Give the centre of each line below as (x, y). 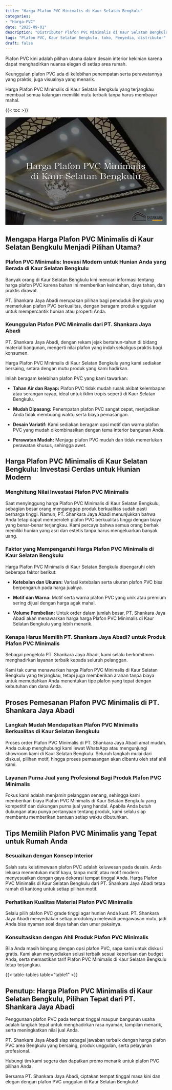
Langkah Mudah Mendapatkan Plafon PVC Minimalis (72, 725)
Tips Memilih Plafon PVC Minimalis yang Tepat (81, 833)
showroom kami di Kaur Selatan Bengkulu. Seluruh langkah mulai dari (79, 753)
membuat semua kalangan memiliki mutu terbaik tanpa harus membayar (81, 94)
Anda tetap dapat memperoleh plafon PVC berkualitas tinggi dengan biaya (83, 519)
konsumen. (17, 353)
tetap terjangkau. (23, 965)
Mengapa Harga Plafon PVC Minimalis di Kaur (80, 239)
